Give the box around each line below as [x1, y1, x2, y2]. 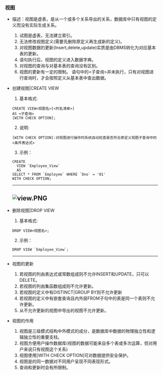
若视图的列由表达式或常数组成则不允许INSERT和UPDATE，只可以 [19, 271, 149, 277]
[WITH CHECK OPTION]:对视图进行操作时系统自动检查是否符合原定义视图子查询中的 [12, 135, 157, 140]
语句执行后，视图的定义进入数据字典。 [19, 57, 96, 63]
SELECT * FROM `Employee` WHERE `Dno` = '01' [12, 172, 106, 177]
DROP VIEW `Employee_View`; [12, 247, 69, 252]
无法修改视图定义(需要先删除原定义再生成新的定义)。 [19, 39, 125, 45]
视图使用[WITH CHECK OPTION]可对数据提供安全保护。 [19, 353, 131, 359]
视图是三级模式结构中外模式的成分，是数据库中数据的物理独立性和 [19, 328, 151, 334]
